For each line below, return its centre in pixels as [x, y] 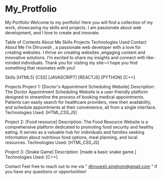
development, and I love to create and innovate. [52, 33]
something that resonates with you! [40, 68]
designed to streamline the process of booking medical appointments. [75, 97]
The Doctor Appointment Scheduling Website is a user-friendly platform [77, 92]
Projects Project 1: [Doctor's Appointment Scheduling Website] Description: [80, 86]
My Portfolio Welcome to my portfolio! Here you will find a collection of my [79, 22]
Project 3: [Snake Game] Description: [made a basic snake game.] [71, 152]
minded [13, 63]
